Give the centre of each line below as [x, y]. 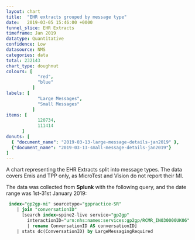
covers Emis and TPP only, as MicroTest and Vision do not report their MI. [95, 176]
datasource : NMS [26, 50]
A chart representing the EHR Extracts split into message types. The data [94, 170]
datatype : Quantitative [35, 39]
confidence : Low [26, 44]
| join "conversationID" [47, 210]
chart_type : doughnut [32, 66]
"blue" [45, 83]
